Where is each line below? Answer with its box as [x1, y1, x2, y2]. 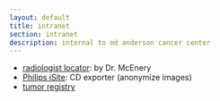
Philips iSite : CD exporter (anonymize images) [22, 72, 193, 83]
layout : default [9, 13, 70, 22]
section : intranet [9, 29, 78, 38]
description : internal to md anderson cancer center [9, 38, 211, 47]
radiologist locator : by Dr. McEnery [22, 63, 152, 73]
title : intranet [9, 21, 70, 30]
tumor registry [22, 81, 76, 92]
